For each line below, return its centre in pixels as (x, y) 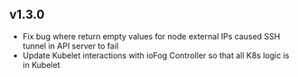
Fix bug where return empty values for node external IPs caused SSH (151, 36)
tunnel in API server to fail (70, 46)
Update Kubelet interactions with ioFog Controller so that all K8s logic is (156, 55)
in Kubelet (41, 64)
